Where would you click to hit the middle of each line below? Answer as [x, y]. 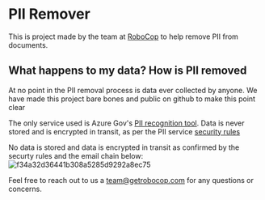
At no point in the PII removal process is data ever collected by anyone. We [133, 90]
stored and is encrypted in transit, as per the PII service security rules [124, 131]
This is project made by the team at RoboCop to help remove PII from [123, 36]
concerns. [25, 189]
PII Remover [49, 14]
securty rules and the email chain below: [76, 155]
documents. [28, 45]
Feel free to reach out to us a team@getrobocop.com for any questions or [131, 180]
